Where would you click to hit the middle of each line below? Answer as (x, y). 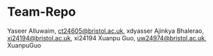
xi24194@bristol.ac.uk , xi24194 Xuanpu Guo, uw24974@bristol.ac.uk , (107, 38)
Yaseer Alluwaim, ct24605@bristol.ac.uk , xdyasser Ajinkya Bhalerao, (106, 31)
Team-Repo (42, 12)
